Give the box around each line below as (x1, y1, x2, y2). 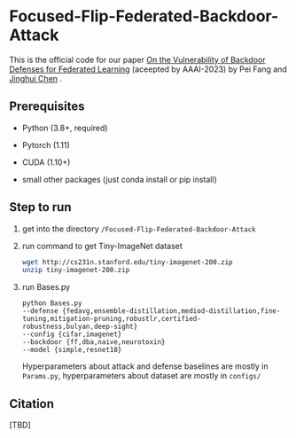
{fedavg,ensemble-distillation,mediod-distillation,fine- (61, 307, 281, 316)
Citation (9, 396, 55, 411)
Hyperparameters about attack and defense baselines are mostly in (21, 361, 269, 372)
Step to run (9, 199, 72, 215)
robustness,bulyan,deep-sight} (21, 322, 138, 332)
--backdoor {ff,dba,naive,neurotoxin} (21, 338, 166, 347)
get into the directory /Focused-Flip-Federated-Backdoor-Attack (21, 223, 256, 234)
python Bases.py (21, 299, 82, 308)
